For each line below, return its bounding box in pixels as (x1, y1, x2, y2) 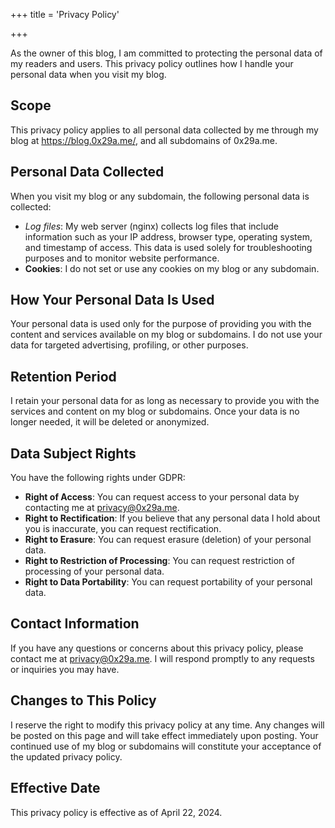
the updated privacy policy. (10, 750, 123, 763)
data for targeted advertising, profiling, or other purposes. (10, 339, 249, 351)
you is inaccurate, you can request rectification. (24, 523, 222, 535)
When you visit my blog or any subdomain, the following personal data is (10, 190, 310, 202)
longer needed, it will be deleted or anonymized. (10, 416, 210, 428)
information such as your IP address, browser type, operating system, (24, 230, 313, 243)
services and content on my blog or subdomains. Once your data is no (10, 405, 300, 418)
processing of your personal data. (24, 565, 165, 578)
